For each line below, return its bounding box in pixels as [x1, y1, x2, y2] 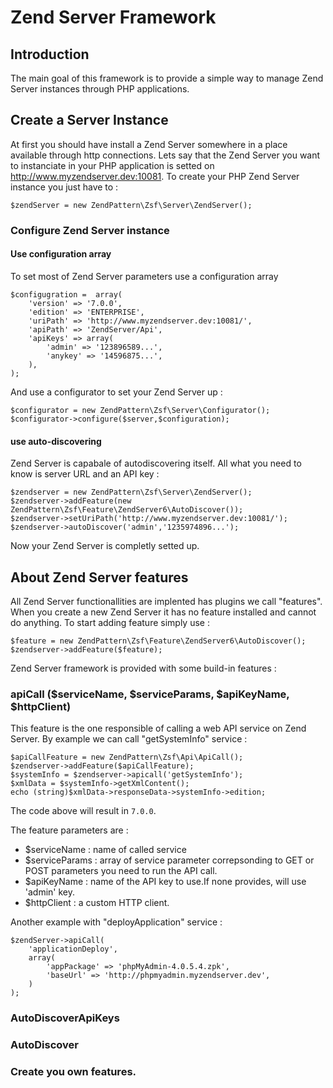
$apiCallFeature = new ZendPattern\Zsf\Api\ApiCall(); [10, 752, 244, 763]
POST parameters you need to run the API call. [24, 865, 218, 877]
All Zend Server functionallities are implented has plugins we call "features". [10, 595, 323, 607]
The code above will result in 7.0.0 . [10, 805, 157, 817]
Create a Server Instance [10, 112, 169, 129]
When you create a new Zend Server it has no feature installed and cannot [10, 606, 317, 618]
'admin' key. [24, 886, 76, 898]
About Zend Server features [10, 569, 189, 586]
